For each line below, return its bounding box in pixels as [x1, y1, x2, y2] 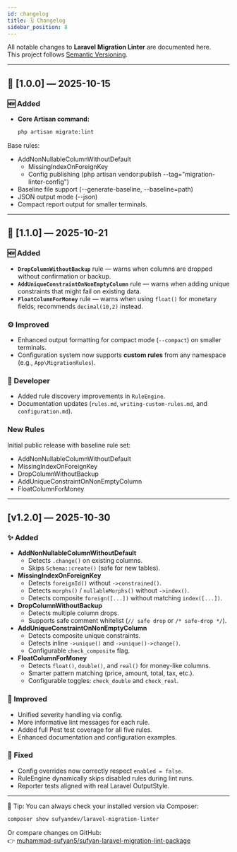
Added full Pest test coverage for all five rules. [17, 725, 153, 734]
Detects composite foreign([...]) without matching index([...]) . [28, 594, 223, 602]
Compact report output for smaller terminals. [17, 199, 148, 209]
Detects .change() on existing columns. [28, 556, 143, 565]
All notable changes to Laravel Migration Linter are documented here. [7, 43, 212, 52]
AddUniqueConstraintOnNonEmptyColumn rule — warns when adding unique [17, 279, 230, 288]
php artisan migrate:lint [17, 129, 94, 136]
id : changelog [7, 10, 49, 18]
